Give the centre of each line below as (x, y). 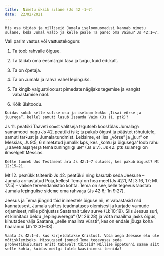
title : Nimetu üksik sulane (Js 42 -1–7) (49, 10)
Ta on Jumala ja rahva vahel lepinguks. (51, 79)
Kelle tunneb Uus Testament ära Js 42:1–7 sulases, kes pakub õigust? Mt (82, 162)
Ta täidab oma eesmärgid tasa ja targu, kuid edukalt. (65, 60)
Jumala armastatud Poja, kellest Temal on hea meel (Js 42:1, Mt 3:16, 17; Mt (82, 180)
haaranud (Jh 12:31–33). (29, 226)
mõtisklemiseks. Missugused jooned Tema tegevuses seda (63, 240)
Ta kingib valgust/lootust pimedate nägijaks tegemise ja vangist (76, 89)
